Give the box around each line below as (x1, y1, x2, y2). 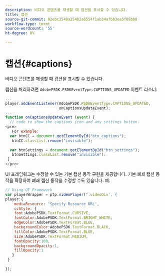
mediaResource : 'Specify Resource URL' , (14, 201, 99, 206)
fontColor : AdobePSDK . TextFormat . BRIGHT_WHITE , (14, 215, 113, 220)
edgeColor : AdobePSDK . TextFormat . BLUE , (14, 220, 95, 225)
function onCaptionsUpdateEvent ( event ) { (5, 115, 95, 120)
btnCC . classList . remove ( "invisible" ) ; (11, 138, 93, 143)
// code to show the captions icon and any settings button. (9, 120, 140, 125)
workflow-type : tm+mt (5, 21, 50, 27)
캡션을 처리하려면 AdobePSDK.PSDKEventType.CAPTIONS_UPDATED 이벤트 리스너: (5, 86, 157, 92)
